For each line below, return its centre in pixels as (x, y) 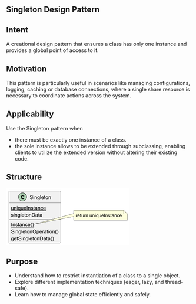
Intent (17, 30)
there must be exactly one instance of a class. (70, 140)
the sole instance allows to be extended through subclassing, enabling (100, 146)
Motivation (26, 69)
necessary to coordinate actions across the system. (69, 96)
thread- (174, 282)
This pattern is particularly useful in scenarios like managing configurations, (98, 83)
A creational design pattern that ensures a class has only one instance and (97, 44)
